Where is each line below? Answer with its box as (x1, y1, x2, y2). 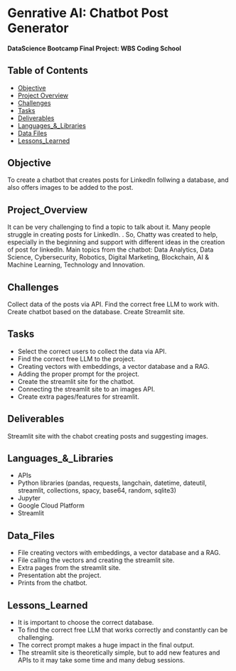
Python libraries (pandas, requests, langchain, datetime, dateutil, (17, 478, 208, 488)
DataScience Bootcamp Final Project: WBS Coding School (7, 44, 181, 53)
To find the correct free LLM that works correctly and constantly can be (17, 626, 228, 634)
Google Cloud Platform (17, 501, 85, 510)
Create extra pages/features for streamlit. (17, 392, 140, 401)
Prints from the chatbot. (17, 579, 87, 587)
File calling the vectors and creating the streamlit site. (17, 556, 175, 564)
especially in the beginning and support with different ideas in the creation (7, 238, 225, 247)
